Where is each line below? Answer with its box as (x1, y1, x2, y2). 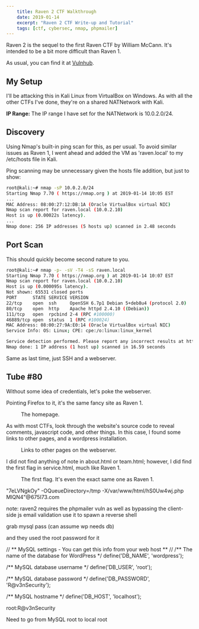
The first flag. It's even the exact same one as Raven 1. (21, 475, 154, 482)
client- (168, 505, 184, 512)
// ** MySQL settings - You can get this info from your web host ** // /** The (6, 545, 192, 552)
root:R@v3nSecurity (6, 604, 56, 611)
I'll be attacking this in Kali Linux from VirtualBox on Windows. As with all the (6, 93, 192, 100)
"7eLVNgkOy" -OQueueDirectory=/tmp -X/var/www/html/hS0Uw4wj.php (6, 487, 184, 494)
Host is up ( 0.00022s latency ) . (6, 212, 86, 218)
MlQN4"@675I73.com (6, 493, 60, 500)
